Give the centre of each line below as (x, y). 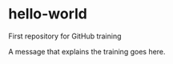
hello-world (48, 14)
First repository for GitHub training (65, 36)
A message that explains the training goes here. (87, 51)
